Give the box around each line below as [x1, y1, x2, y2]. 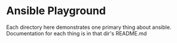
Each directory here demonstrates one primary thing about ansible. [6, 24, 172, 31]
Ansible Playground [6, 4, 106, 18]
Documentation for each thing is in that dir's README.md [6, 29, 147, 37]
